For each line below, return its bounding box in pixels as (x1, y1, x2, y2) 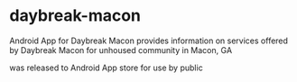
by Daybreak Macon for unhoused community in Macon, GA (9, 44, 233, 55)
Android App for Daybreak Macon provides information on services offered (9, 35, 289, 46)
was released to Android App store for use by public (9, 62, 203, 73)
